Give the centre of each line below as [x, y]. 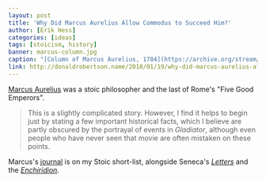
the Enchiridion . [34, 169]
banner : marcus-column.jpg [53, 52]
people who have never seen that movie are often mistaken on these [139, 138]
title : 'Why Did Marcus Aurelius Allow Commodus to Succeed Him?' [120, 23]
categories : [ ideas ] [42, 37]
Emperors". [27, 97]
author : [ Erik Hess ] [42, 30]
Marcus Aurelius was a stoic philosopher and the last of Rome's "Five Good [131, 89]
